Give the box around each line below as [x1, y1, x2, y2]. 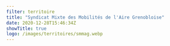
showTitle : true [6, 25, 47, 32]
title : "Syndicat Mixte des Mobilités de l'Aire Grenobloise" [6, 14, 165, 20]
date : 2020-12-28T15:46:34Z [6, 20, 77, 26]
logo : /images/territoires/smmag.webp [6, 31, 103, 37]
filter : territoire [6, 8, 55, 15]
